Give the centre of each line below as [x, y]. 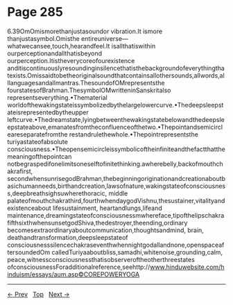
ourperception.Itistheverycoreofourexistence [71, 60]
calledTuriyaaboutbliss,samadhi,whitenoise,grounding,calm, [137, 252]
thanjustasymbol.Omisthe [43, 38]
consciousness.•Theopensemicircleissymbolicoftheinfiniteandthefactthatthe [116, 149]
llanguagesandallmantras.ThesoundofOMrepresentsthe [86, 82]
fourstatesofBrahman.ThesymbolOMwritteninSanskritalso [89, 90]
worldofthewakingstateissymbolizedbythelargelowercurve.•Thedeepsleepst [115, 105]
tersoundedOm [29, 252]
